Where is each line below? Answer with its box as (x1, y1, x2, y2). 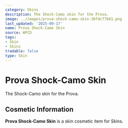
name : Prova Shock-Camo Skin (5, 26, 65, 31)
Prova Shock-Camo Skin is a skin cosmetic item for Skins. (5, 118, 124, 124)
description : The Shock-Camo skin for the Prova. (5, 12, 109, 17)
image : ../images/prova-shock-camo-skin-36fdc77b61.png (5, 16, 122, 21)
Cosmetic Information (5, 105, 74, 114)
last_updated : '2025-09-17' (5, 21, 63, 26)
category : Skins (5, 7, 38, 12)
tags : (5, 35, 16, 40)
